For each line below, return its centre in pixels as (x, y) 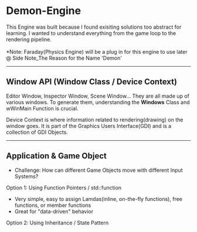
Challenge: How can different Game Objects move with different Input (98, 170)
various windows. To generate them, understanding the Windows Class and (98, 102)
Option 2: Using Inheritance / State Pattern (57, 223)
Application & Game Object (56, 156)
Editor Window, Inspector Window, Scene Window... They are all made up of (98, 96)
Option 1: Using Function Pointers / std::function (64, 188)
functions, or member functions (53, 205)
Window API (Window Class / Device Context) (92, 82)
